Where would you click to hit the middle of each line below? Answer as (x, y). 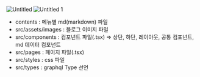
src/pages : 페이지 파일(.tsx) (49, 52)
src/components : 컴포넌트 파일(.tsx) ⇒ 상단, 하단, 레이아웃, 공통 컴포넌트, (104, 37)
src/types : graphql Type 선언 (52, 67)
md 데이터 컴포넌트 (38, 45)
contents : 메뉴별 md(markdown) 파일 (61, 22)
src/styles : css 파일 (40, 60)
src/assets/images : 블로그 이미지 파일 (62, 29)
